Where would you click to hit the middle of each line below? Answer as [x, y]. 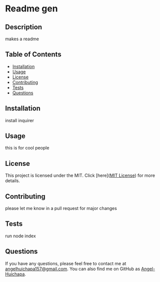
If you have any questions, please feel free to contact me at [66, 263]
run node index [21, 236]
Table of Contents [33, 54]
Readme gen [31, 9]
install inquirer [20, 120]
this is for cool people [27, 148]
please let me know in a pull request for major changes [61, 209]
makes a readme [22, 39]
